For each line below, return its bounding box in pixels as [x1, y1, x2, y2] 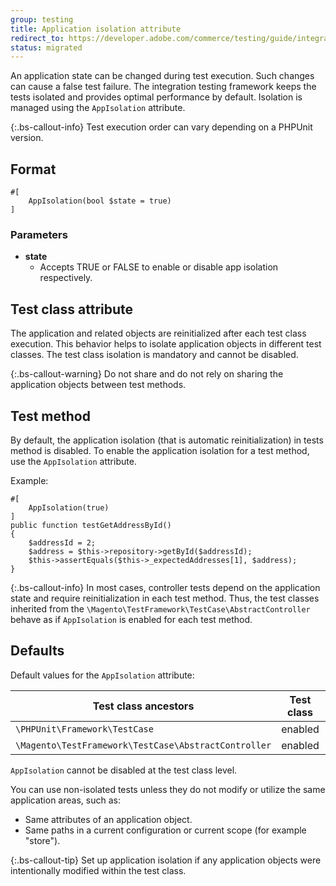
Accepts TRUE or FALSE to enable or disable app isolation [39, 261, 279, 273]
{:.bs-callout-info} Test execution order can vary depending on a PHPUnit [10, 121, 313, 133]
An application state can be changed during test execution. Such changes [10, 70, 315, 82]
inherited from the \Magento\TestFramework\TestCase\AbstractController [10, 602, 311, 615]
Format [10, 161, 57, 178]
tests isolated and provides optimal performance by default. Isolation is [10, 91, 303, 103]
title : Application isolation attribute [10, 24, 182, 34]
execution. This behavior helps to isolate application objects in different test [10, 338, 322, 350]
